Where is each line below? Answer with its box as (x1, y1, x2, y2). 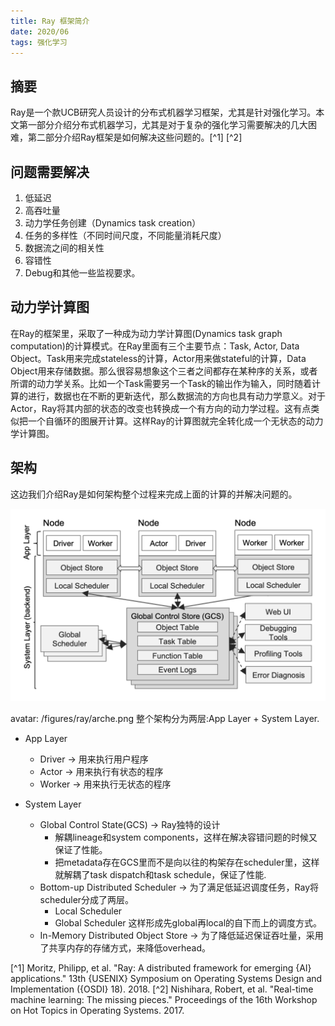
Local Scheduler (54, 905, 123, 917)
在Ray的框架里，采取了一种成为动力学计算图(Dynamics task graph (10, 327, 283, 339)
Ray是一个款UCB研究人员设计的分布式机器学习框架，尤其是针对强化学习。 (10, 106, 317, 119)
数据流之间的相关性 (24, 242, 105, 254)
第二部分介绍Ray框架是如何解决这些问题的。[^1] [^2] (27, 131, 243, 144)
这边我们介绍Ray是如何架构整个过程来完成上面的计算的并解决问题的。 (10, 488, 298, 500)
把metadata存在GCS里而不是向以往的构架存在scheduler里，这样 (54, 856, 320, 868)
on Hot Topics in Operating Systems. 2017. (10, 1004, 185, 1016)
